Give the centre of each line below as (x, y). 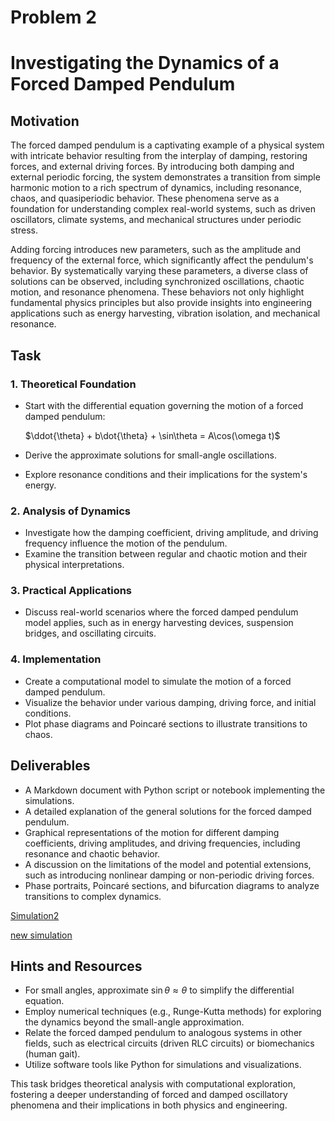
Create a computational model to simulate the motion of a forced (158, 681)
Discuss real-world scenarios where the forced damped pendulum (161, 612)
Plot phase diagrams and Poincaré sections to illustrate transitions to (166, 723)
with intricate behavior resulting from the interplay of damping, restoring (159, 156)
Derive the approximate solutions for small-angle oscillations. (150, 455)
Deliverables (50, 766)
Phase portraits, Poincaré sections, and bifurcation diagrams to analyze (172, 885)
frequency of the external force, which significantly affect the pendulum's (162, 260)
